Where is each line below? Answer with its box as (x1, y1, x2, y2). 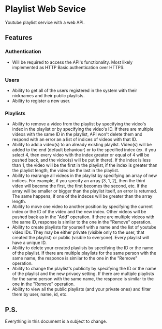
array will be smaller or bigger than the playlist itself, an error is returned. (12, 188, 157, 194)
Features (5, 34, 32, 42)
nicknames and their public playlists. (12, 92, 85, 98)
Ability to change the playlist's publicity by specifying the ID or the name (12, 266, 157, 272)
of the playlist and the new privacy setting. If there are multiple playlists (12, 271, 154, 277)
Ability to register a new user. (12, 98, 71, 104)
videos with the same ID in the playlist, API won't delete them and (12, 131, 143, 137)
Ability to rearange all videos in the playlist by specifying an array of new (12, 173, 157, 178)
